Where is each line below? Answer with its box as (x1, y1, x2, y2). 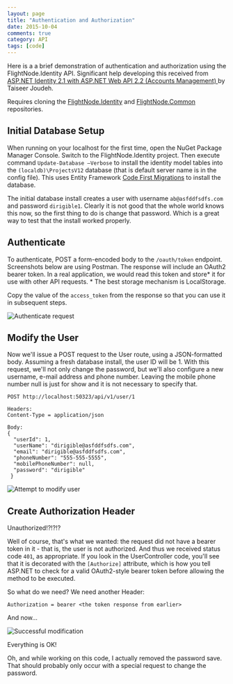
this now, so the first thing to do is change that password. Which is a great (7, 208, 220, 217)
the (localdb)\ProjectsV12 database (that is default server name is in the (7, 165, 217, 174)
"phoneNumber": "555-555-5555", (13, 455, 108, 462)
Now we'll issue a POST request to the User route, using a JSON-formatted (7, 350, 223, 359)
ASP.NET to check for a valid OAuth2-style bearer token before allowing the (7, 567, 225, 575)
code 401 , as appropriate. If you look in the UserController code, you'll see (7, 552, 220, 561)
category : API (7, 36, 49, 43)
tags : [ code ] (7, 43, 45, 50)
